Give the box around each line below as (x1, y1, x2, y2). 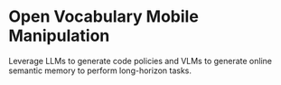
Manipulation (8, 25, 110, 46)
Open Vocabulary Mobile (8, 6, 200, 27)
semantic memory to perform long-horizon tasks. (8, 65, 192, 76)
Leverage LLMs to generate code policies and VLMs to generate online (8, 55, 273, 66)
